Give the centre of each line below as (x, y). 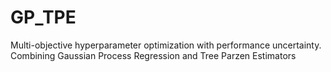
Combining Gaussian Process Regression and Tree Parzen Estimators (153, 55)
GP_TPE (43, 17)
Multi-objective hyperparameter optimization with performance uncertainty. (166, 45)
